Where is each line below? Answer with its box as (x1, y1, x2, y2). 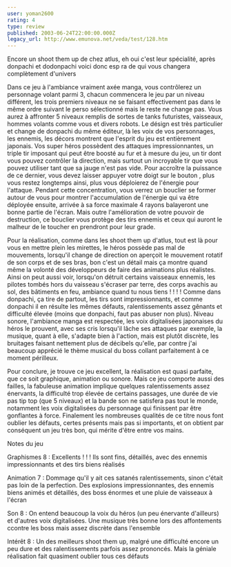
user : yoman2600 (7, 10, 54, 17)
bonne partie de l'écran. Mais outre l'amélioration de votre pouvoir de (7, 208, 205, 217)
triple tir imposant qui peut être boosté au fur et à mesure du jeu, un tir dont (7, 150, 222, 158)
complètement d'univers (7, 70, 77, 78)
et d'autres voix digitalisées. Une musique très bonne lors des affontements (7, 516, 222, 525)
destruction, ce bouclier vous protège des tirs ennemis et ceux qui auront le (7, 215, 223, 224)
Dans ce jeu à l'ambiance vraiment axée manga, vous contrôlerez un (7, 83, 202, 91)
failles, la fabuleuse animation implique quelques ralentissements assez (7, 382, 210, 390)
